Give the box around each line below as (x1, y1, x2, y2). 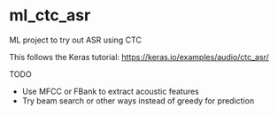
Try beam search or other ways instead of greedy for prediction (21, 95, 255, 106)
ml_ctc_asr (9, 5, 91, 26)
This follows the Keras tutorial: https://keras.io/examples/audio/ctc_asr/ (9, 51, 270, 62)
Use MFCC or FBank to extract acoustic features (21, 86, 199, 96)
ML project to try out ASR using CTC (9, 34, 142, 45)
